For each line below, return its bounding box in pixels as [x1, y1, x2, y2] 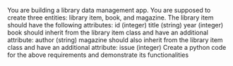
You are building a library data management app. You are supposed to [7, 6, 211, 14]
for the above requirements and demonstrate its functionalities [7, 51, 189, 59]
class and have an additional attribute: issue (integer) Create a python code [7, 44, 227, 51]
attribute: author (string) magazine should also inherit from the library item [7, 36, 224, 44]
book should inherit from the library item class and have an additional [7, 28, 208, 37]
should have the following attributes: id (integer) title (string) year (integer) [7, 21, 224, 29]
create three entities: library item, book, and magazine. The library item [7, 13, 214, 22]
